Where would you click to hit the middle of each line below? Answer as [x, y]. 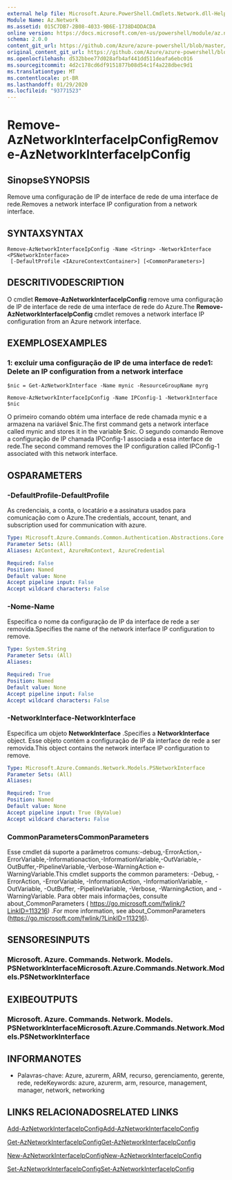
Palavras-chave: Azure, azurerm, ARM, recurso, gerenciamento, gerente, [121, 1075]
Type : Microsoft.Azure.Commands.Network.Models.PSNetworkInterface [106, 768]
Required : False [30, 563]
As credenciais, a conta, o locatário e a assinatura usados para [97, 511]
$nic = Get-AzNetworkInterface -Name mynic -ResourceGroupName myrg [108, 386]
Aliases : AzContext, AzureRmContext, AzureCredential [86, 551]
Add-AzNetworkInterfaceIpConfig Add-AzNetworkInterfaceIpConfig [103, 1129]
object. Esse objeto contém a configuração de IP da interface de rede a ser [114, 740]
